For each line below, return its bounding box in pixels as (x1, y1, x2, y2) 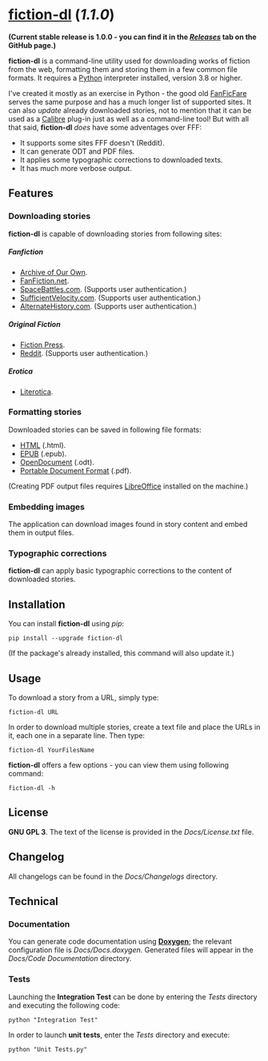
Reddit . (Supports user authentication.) (19, 348, 149, 357)
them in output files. (8, 528, 74, 537)
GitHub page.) (8, 40, 57, 50)
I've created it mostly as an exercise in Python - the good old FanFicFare (8, 88, 247, 98)
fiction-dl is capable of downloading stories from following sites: (8, 229, 222, 238)
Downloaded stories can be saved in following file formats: (8, 425, 202, 434)
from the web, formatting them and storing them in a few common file (8, 64, 238, 74)
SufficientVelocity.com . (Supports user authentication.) (19, 293, 202, 302)
